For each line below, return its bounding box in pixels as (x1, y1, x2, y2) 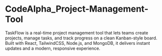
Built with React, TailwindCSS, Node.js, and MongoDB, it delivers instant (5, 40, 150, 46)
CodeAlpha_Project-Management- (5, 3, 148, 15)
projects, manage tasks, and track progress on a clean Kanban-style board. (5, 35, 158, 41)
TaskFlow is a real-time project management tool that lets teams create (5, 30, 148, 36)
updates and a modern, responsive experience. (5, 45, 100, 51)
